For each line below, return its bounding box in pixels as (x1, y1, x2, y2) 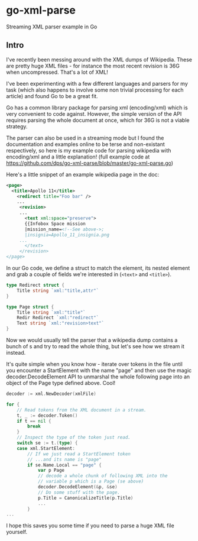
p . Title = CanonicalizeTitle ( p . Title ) (37, 495, 134, 501)
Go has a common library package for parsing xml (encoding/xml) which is (6, 104, 188, 111)
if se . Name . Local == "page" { (27, 462, 102, 468)
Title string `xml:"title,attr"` (17, 287, 99, 293)
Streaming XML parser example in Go (6, 23, 98, 30)
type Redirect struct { (6, 282, 65, 288)
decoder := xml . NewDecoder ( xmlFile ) (6, 391, 96, 397)
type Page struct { (6, 304, 54, 310)
